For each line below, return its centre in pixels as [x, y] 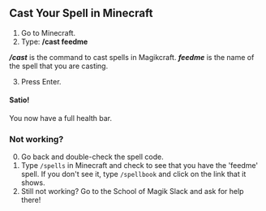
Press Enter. [41, 81]
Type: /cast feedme [54, 41]
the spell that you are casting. [59, 66]
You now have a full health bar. [61, 118]
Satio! [19, 100]
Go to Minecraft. [48, 32]
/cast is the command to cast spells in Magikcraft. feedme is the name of [132, 57]
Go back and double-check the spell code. [92, 157]
